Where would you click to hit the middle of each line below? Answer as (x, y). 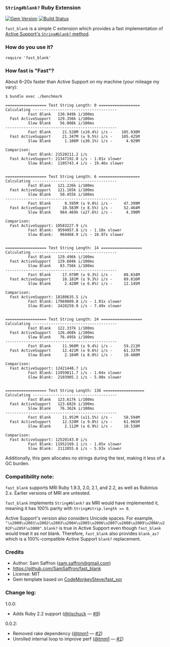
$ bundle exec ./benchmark (34, 96)
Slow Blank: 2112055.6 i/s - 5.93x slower (75, 448)
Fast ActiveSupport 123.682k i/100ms (52, 404)
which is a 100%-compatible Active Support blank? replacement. (73, 539)
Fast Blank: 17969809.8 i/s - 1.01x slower (75, 301)
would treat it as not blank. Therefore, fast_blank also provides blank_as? (82, 533)
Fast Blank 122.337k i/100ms (61, 328)
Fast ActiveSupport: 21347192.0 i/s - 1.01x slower (66, 159)
